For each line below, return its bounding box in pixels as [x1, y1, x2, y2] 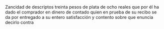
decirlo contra [5, 19, 34, 25]
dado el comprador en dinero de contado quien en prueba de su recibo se [5, 9, 157, 15]
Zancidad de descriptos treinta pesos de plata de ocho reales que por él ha [5, 4, 159, 10]
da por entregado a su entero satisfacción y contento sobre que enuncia [5, 14, 154, 20]
